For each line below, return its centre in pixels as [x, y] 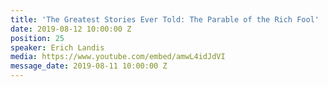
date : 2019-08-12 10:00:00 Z [71, 29]
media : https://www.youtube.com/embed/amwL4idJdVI [118, 57]
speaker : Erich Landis [57, 47]
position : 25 [37, 38]
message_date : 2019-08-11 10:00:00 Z [89, 66]
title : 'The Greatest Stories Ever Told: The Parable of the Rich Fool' [165, 19]
